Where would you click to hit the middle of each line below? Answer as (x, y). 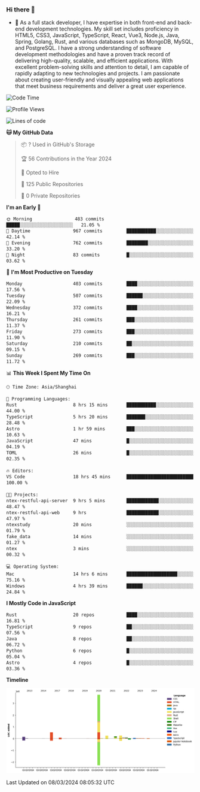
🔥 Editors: (20, 471)
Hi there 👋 (21, 10)
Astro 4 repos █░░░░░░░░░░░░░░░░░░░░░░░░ (100, 663)
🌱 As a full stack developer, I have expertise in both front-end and (96, 23)
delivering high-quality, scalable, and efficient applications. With (94, 61)
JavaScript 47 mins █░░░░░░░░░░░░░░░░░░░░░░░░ (100, 441)
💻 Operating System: (33, 567)
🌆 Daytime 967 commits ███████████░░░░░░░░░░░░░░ (100, 231)
